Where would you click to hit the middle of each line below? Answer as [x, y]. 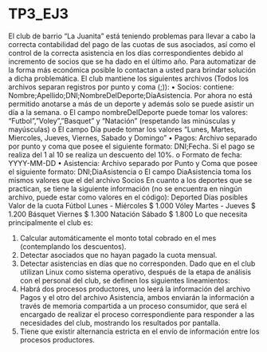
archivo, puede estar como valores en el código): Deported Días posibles [128, 197]
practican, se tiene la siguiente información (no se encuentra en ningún [125, 188]
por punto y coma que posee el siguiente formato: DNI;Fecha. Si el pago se [132, 146]
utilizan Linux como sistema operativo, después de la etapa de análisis [135, 271]
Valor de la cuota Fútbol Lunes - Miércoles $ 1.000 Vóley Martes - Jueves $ [132, 205]
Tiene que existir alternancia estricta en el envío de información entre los [139, 331]
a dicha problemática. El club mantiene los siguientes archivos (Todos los [129, 78]
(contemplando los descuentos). [73, 246]
